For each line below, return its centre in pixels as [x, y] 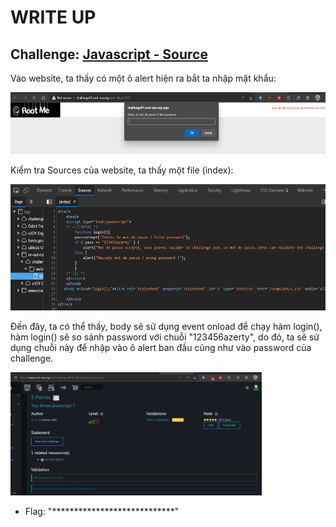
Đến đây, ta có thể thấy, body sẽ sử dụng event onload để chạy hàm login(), [166, 326]
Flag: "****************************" [102, 511]
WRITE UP [53, 17]
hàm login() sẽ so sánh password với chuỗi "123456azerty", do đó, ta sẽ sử [165, 337]
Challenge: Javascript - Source [109, 54]
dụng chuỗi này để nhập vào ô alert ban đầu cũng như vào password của [161, 347]
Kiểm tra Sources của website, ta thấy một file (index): [122, 170]
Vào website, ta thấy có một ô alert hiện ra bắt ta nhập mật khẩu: [143, 78]
